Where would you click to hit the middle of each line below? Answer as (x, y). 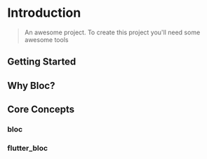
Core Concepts (41, 110)
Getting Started (42, 62)
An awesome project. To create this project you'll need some (112, 32)
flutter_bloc (27, 148)
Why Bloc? (31, 85)
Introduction (44, 13)
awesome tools (46, 39)
